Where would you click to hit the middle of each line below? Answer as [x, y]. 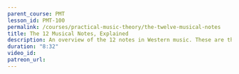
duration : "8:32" [33, 47]
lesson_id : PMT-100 [36, 20]
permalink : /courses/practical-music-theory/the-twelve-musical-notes [114, 27]
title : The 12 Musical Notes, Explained [68, 33]
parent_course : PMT [36, 14]
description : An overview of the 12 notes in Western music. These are [116, 40]
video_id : [22, 54]
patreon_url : [27, 60]
